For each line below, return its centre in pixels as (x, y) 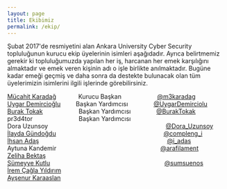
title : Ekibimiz (31, 20)
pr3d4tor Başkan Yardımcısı (69, 119)
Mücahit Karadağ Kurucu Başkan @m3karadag (101, 97)
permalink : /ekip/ (34, 26)
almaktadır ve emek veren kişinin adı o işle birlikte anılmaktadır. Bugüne (109, 68)
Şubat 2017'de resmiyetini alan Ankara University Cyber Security (100, 47)
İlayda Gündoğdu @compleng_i (105, 133)
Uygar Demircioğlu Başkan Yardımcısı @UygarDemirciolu (108, 104)
